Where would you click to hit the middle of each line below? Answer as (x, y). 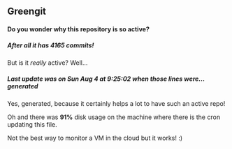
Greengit (27, 11)
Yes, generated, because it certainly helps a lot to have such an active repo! (116, 103)
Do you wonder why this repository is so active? (79, 29)
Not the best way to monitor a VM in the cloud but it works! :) (95, 138)
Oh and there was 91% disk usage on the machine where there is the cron (114, 117)
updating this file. (32, 124)
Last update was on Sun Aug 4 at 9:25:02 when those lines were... (106, 79)
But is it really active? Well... (48, 63)
